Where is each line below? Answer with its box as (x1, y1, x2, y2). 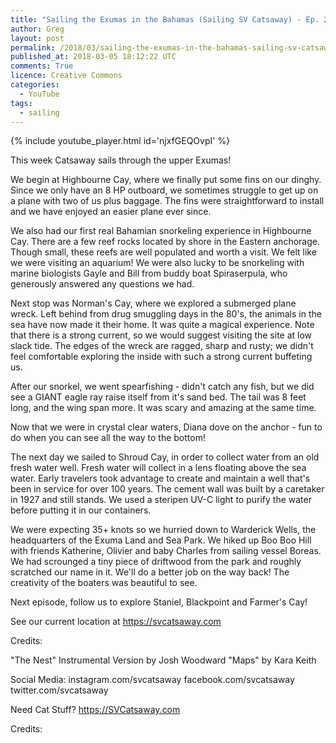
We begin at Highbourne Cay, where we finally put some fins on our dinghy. (10, 174, 322, 186)
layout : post (10, 33, 65, 43)
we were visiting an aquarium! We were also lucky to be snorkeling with (10, 257, 305, 269)
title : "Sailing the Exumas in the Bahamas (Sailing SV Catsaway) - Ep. (10, 14, 320, 25)
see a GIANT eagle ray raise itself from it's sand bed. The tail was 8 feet (10, 391, 307, 403)
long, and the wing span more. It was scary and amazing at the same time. (10, 402, 317, 414)
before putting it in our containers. (10, 504, 152, 516)
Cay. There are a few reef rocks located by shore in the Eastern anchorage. (10, 236, 320, 248)
